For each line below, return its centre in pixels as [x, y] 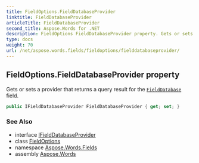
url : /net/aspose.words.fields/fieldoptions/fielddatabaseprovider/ [93, 51]
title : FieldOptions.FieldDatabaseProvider [61, 12]
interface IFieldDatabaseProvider [55, 134]
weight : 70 [20, 45]
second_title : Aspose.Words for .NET [53, 28]
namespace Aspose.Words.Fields [56, 147]
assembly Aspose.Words [45, 153]
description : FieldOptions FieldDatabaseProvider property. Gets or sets [100, 34]
